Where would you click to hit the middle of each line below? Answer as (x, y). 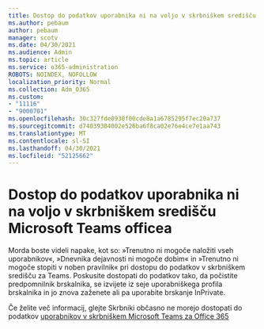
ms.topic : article (38, 60)
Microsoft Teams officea (90, 229)
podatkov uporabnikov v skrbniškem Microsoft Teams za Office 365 (119, 316)
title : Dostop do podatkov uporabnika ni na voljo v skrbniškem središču (132, 15)
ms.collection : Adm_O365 (49, 89)
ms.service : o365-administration (63, 67)
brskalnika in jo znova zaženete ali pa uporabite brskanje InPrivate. (117, 293)
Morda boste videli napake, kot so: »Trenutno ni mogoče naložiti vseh (121, 251)
